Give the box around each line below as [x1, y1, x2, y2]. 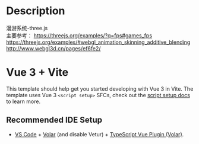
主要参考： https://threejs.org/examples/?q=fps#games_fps [6, 31, 153, 39]
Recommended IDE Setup [6, 115, 103, 125]
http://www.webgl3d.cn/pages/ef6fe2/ [6, 44, 101, 52]
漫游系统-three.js [6, 24, 48, 31]
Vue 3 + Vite [6, 66, 69, 79]
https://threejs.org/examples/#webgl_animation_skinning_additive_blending [6, 39, 191, 46]
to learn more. [6, 98, 40, 105]
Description [6, 4, 65, 18]
